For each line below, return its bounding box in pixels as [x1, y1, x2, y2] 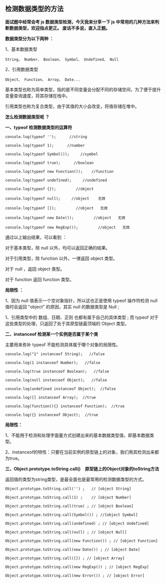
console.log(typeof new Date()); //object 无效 [5, 215, 125, 220]
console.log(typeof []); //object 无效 [5, 206, 108, 211]
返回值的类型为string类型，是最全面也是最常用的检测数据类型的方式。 [5, 476, 147, 482]
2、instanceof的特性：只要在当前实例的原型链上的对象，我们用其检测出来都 [5, 449, 160, 455]
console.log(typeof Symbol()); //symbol [5, 151, 98, 156]
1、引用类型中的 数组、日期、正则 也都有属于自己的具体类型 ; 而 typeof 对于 [5, 314, 159, 320]
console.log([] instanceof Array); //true [5, 395, 96, 400]
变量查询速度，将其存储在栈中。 [5, 92, 70, 98]
